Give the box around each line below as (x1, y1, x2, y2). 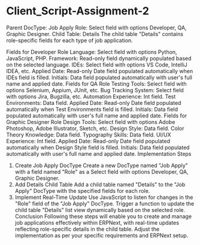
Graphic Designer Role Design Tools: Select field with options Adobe (6, 118, 175, 125)
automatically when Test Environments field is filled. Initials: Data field (6, 105, 178, 113)
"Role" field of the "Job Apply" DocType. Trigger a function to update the (14, 199, 195, 207)
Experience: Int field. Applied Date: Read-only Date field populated (6, 137, 171, 144)
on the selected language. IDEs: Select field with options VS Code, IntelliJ (6, 61, 187, 68)
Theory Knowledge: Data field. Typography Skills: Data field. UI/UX (6, 131, 172, 138)
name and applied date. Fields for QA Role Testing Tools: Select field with (6, 80, 187, 87)
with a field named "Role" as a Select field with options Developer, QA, (14, 168, 189, 175)
